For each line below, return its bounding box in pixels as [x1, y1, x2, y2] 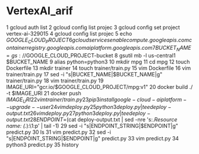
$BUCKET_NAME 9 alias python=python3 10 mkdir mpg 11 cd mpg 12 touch [6, 58, 190, 65]
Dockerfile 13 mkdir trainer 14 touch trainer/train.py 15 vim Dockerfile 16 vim [6, 64, 191, 72]
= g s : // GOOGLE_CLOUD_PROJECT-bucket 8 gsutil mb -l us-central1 [6, 52, 176, 59]
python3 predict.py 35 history [6, 141, 79, 149]
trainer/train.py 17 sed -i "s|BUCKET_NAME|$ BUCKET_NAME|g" [6, 70, 163, 78]
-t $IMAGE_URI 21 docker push [6, 89, 81, 97]
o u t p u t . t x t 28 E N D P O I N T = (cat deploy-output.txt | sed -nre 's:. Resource [6, 116, 178, 123]
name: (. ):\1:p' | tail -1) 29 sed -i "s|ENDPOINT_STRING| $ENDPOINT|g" [6, 123, 178, 130]
